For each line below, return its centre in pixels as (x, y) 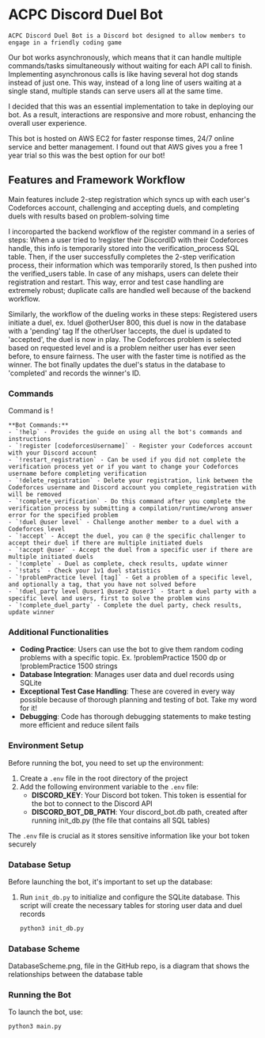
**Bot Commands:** (38, 425)
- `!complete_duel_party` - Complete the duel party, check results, (125, 606)
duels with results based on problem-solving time (89, 216)
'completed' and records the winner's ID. (74, 373)
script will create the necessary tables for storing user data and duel (131, 905)
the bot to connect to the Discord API (92, 803)
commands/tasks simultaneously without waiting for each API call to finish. (131, 66)
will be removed (35, 495)
